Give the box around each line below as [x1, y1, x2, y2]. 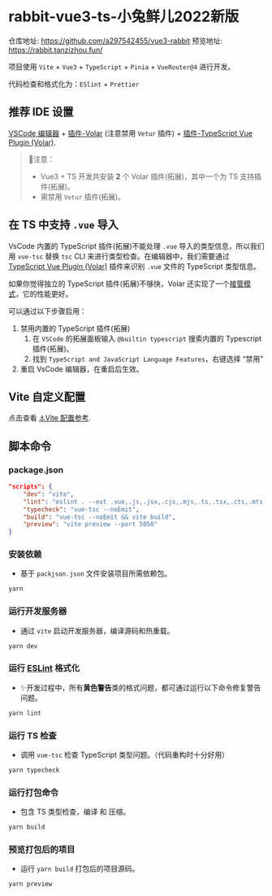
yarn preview [8, 880, 53, 889]
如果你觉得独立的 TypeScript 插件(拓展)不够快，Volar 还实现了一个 [8, 278, 230, 289]
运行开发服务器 [8, 606, 67, 617]
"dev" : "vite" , [23, 489, 75, 498]
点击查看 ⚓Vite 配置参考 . [8, 413, 92, 423]
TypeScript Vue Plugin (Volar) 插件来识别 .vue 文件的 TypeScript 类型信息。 [8, 261, 261, 271]
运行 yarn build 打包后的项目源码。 [19, 863, 140, 874]
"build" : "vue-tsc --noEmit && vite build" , [23, 513, 176, 521]
